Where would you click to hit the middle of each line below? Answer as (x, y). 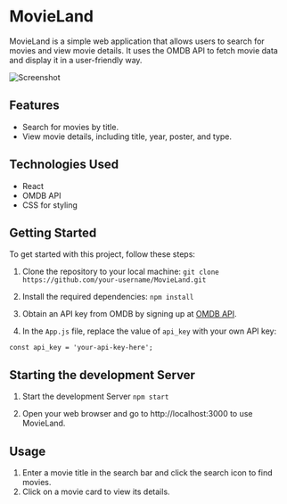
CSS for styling (50, 205)
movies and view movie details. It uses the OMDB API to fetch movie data (143, 50)
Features (34, 106)
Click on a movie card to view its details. (96, 492)
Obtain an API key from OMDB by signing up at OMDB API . (130, 314)
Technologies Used (64, 165)
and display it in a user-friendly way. (76, 60)
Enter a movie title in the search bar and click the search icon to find (148, 473)
